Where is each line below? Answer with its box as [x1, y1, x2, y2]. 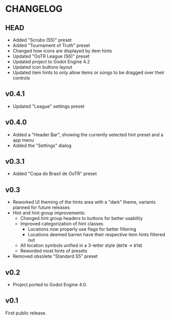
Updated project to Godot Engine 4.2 [12, 59, 90, 64]
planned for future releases [12, 205, 70, 211]
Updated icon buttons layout [12, 64, 73, 70]
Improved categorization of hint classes [20, 220, 103, 227]
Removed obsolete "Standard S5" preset [12, 253, 98, 259]
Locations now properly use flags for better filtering [27, 226, 136, 232]
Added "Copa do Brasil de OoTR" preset [12, 170, 97, 177]
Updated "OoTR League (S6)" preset [12, 53, 90, 59]
